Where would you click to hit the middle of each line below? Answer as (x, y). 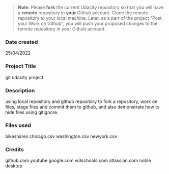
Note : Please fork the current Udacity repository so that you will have (91, 7)
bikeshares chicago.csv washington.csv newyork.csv (61, 136)
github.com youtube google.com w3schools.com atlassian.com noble (78, 161)
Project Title (21, 66)
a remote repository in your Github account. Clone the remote (83, 13)
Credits (15, 150)
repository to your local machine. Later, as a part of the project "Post (90, 18)
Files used (18, 125)
